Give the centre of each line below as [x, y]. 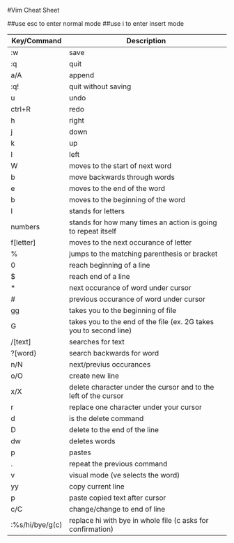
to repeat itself [93, 231]
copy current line [97, 486]
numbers [25, 227]
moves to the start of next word [120, 166]
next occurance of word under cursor [130, 288]
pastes [80, 452]
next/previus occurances [110, 364]
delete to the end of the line [114, 430]
